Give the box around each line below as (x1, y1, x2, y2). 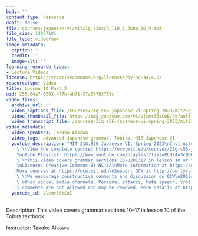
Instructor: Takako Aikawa (6, 224, 70, 231)
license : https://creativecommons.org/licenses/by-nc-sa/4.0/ (6, 75, 162, 80)
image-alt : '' (11, 58, 46, 64)
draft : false (6, 20, 38, 25)
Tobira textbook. (6, 212, 46, 219)
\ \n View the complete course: (16, 146, 94, 152)
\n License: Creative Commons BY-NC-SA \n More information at (16, 163, 167, 169)
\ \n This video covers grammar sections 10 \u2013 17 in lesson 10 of (16, 157, 189, 163)
